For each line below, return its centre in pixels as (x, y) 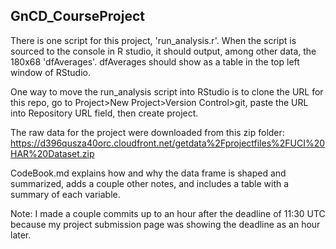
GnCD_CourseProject (77, 16)
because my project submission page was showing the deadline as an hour (165, 224)
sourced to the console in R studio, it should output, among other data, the (163, 51)
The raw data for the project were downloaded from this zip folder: (147, 132)
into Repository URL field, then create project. (104, 113)
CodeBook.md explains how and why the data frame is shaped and (148, 173)
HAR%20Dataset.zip (52, 153)
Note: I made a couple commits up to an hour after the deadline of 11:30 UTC (168, 213)
